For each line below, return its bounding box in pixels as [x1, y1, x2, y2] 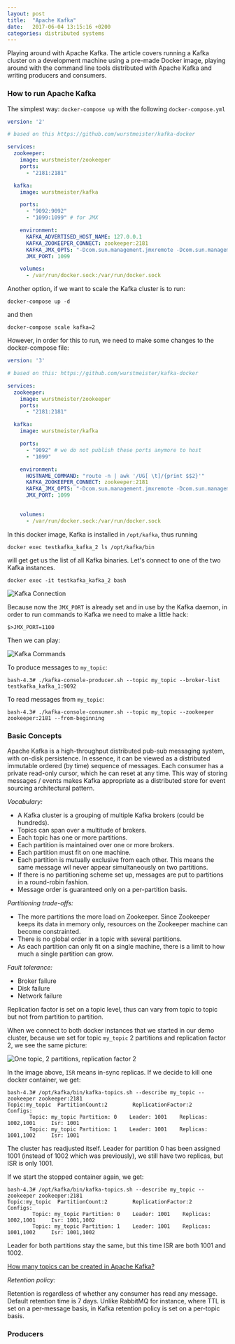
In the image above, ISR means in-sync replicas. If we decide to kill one [7, 1068, 213, 1076]
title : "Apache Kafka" [7, 17, 77, 24]
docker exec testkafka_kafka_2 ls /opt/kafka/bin [7, 544, 155, 551]
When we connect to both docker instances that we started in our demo [7, 1026, 215, 1034]
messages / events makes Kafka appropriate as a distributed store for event [7, 776, 226, 784]
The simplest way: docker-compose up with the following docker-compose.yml [7, 104, 226, 113]
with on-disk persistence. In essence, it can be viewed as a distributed [7, 754, 211, 763]
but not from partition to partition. [7, 1012, 104, 1021]
